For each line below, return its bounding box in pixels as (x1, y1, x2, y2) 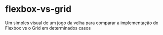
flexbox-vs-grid (5, 3, 72, 15)
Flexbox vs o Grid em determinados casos (5, 25, 91, 31)
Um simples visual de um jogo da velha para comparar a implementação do (5, 20, 159, 26)
